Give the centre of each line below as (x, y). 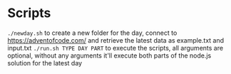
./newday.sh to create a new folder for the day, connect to (92, 33)
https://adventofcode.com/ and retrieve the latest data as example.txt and (116, 40)
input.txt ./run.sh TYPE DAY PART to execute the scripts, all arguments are (115, 48)
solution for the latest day (45, 63)
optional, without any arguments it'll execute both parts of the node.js (109, 55)
